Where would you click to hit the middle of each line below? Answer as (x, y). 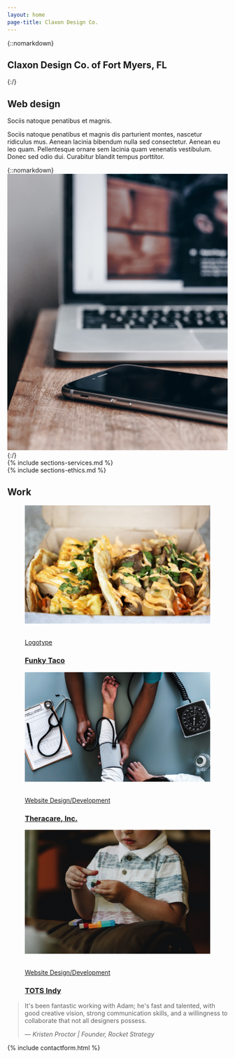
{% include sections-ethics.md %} (57, 470)
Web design (34, 104)
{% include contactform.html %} (54, 1048)
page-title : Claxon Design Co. (53, 22)
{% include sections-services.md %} (60, 463)
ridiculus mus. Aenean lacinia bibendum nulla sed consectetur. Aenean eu (114, 142)
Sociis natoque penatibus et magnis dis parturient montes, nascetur (105, 135)
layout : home (26, 15)
